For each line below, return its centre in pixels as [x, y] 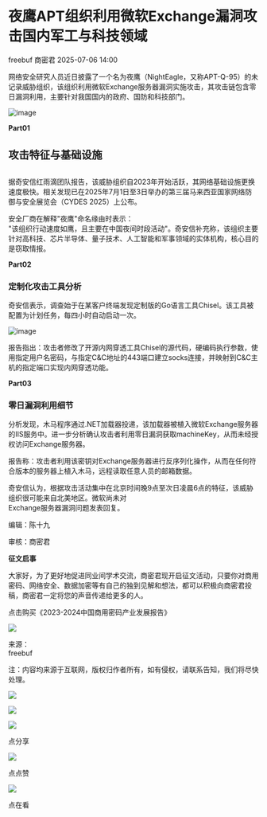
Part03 [20, 384]
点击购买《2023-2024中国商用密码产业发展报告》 [90, 612]
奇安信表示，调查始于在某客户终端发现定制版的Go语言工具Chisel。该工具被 [131, 305]
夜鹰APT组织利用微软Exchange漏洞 [126, 16]
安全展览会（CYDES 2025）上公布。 [81, 201]
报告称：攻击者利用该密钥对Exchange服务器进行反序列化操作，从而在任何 [129, 461]
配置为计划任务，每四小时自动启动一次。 [74, 315]
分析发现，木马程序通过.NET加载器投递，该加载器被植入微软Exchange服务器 [133, 424]
